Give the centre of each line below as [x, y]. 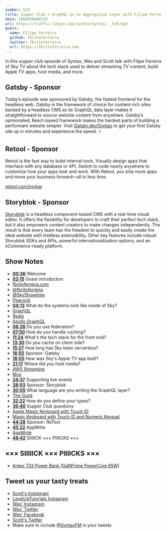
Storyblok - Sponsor [37, 202]
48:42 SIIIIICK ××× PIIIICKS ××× [45, 438]
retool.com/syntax [24, 186]
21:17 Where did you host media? [46, 363]
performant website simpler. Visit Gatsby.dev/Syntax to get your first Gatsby [83, 126]
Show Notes [24, 262]
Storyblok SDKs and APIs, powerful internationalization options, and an [78, 241]
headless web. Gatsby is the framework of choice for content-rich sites [78, 105]
